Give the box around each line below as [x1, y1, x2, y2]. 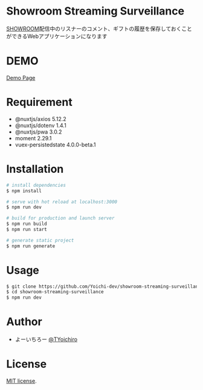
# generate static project [6, 237, 74, 243]
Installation [6, 162, 64, 176]
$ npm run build [6, 221, 47, 227]
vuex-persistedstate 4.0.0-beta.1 [14, 141, 96, 148]
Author [6, 315, 42, 329]
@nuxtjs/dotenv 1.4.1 [14, 122, 66, 129]
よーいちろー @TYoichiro [14, 336, 77, 343]
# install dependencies [6, 182, 66, 188]
